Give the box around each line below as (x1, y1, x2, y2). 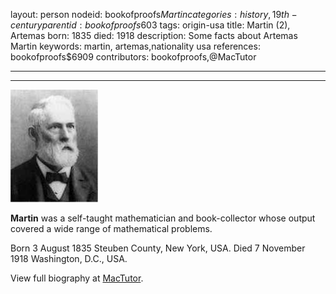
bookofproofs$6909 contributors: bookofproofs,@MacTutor (10, 51, 257, 63)
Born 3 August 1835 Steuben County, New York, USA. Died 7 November (10, 242, 306, 254)
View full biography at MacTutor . (10, 272, 144, 284)
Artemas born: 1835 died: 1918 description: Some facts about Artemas (10, 30, 298, 41)
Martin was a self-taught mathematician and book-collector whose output (10, 212, 316, 224)
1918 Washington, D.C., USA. (10, 253, 128, 264)
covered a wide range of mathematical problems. (10, 223, 213, 234)
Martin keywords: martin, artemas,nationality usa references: (10, 40, 261, 52)
